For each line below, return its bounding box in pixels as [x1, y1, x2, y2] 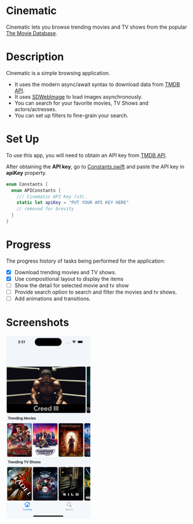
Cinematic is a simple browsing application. [6, 69, 110, 77]
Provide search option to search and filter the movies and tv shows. [14, 288, 177, 296]
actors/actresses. [14, 105, 57, 112]
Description [6, 50, 64, 64]
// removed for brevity [16, 206, 75, 212]
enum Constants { [6, 181, 48, 187]
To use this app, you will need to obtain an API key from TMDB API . [6, 151, 167, 158]
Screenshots [6, 316, 69, 329]
